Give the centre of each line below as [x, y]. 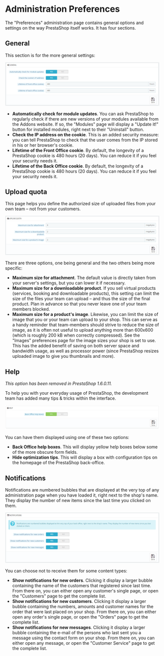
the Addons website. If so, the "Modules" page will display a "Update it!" [85, 124]
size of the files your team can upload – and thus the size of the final [81, 299]
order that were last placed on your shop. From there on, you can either [84, 612]
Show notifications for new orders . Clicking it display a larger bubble [82, 580]
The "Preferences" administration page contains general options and [74, 23]
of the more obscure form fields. [45, 452]
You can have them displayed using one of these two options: [67, 437]
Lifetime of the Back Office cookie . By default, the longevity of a [78, 166]
